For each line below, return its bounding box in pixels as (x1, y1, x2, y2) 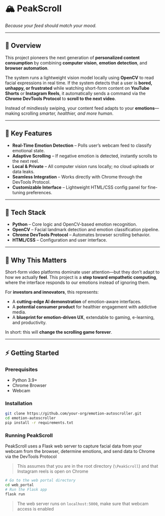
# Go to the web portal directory (5, 478, 76, 483)
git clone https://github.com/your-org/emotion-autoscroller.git (5, 411, 141, 416)
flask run (5, 491, 26, 497)
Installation (5, 400, 33, 407)
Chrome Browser (12, 382, 47, 388)
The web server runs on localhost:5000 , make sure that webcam (17, 500, 149, 507)
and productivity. (12, 320, 47, 326)
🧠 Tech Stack (5, 208, 46, 216)
